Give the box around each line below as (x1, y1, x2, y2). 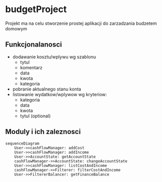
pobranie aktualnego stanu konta (12, 86, 82, 92)
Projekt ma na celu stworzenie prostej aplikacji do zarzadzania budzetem (5, 20, 157, 26)
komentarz (20, 64, 43, 70)
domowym (5, 25, 27, 31)
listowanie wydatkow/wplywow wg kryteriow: (12, 91, 107, 97)
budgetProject (5, 4, 67, 15)
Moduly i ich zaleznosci (5, 127, 81, 136)
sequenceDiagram (5, 141, 39, 146)
